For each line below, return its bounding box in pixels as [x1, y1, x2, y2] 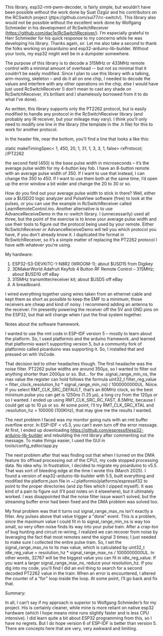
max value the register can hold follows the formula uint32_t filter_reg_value [5, 376, 157, 382]
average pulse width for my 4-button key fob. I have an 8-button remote [5, 165, 149, 171]
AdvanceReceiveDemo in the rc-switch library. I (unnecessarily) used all [5, 211, 150, 216]
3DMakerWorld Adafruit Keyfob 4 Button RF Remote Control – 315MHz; [12, 266, 155, 272]
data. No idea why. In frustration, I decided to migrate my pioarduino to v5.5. [5, 463, 158, 468]
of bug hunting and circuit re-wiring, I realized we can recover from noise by [5, 529, 158, 535]
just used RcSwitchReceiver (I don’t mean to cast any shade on [5, 86, 131, 92]
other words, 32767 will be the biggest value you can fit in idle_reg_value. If [5, 555, 156, 560]
